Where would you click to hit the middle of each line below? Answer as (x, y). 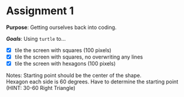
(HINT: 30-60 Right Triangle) (41, 88)
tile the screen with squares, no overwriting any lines (79, 57)
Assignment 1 (40, 11)
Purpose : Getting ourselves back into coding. (61, 27)
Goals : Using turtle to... (36, 38)
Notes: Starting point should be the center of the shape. (74, 76)
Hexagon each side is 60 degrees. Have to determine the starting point (92, 82)
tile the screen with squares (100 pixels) (63, 50)
